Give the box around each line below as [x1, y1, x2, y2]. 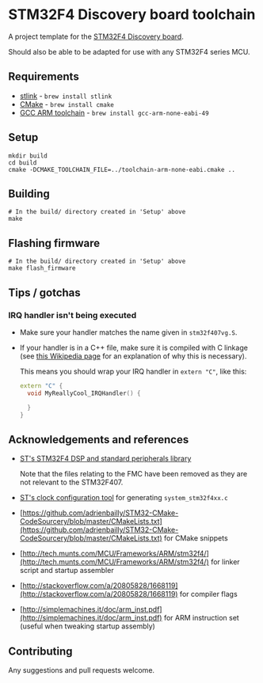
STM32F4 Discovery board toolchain [8, 6, 256, 24]
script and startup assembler [19, 566, 114, 575]
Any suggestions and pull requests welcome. [8, 666, 155, 674]
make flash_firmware [8, 264, 77, 272]
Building [8, 187, 50, 200]
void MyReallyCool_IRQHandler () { [27, 389, 141, 397]
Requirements [8, 70, 79, 84]
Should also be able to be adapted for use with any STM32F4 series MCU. [8, 47, 251, 56]
